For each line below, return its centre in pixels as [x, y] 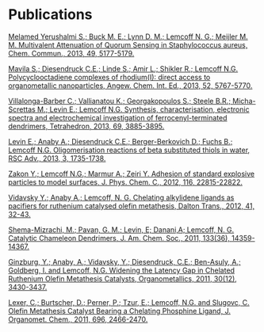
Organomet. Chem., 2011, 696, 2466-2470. [78, 319]
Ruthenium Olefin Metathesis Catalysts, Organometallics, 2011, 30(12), [123, 278]
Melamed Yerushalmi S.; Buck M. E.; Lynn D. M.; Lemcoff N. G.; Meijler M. [128, 36]
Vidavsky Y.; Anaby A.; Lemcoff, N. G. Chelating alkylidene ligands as [121, 197]
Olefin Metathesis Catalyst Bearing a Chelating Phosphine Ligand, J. [120, 311]
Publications [50, 15]
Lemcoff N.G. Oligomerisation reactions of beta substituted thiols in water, [129, 150]
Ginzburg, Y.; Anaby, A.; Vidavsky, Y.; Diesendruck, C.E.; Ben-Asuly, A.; [124, 261]
